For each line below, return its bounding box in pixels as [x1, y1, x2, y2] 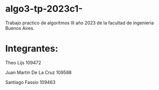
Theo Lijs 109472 [5, 59, 42, 66]
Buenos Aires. [5, 25, 35, 31]
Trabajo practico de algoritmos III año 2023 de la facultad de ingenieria [5, 20, 154, 26]
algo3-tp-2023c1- [5, 3, 83, 15]
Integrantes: [5, 43, 58, 55]
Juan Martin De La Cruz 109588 [5, 69, 72, 75]
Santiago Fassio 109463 [5, 79, 56, 85]
